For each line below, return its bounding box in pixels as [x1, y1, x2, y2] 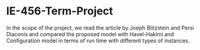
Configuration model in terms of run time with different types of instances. [6, 37, 190, 44]
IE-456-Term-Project [6, 4, 113, 18]
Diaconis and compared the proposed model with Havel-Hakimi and [6, 30, 174, 37]
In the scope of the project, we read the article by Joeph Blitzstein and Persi [6, 24, 194, 31]
